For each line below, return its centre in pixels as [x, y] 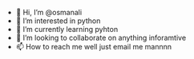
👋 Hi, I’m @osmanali [49, 12]
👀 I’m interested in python [58, 21]
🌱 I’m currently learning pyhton [67, 29]
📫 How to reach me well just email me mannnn [94, 47]
